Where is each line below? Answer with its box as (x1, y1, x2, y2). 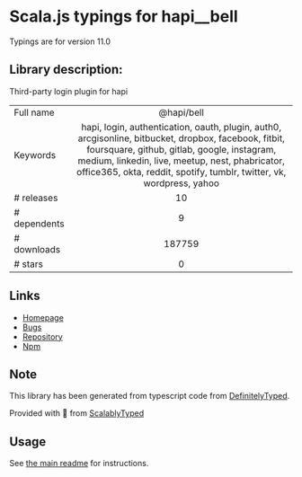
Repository (22, 331, 63, 342)
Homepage (22, 312, 65, 322)
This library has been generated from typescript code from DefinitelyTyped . (9, 391, 290, 402)
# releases (13, 191, 58, 204)
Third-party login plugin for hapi (9, 85, 129, 96)
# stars (13, 258, 43, 270)
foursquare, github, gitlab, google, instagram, (86, 143, 277, 155)
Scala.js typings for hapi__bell (9, 6, 238, 27)
